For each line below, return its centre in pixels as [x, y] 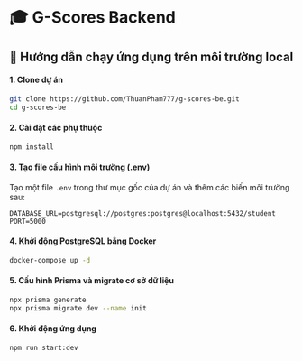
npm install [32, 147]
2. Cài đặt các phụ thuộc [56, 128]
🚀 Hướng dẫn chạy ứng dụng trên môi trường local [151, 56]
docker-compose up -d [50, 261]
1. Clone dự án [36, 80]
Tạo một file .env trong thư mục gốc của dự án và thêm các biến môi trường [150, 187]
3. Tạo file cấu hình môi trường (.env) [80, 167]
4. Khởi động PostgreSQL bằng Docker [83, 241]
